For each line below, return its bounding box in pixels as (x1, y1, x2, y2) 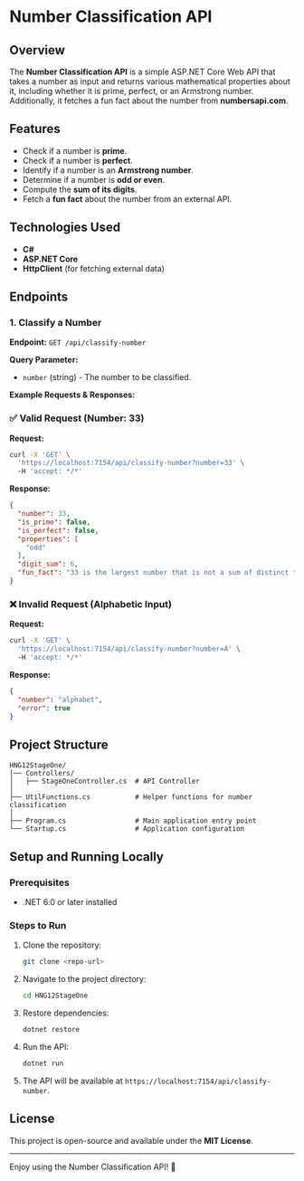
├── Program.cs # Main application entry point (9, 816, 257, 825)
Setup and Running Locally (9, 849, 165, 864)
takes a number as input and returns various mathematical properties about (9, 76, 291, 87)
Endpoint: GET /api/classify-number (9, 337, 147, 348)
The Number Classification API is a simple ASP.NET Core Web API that (9, 66, 276, 77)
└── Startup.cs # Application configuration (9, 824, 245, 833)
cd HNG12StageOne (22, 991, 89, 1001)
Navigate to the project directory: (22, 974, 147, 985)
